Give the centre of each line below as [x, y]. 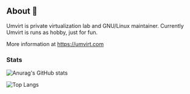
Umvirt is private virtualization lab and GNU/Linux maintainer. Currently [95, 25]
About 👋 [22, 11]
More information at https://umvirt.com [55, 44]
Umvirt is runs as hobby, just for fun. [52, 32]
